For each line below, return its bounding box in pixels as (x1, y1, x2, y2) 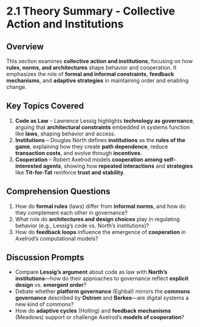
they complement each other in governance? (15, 208, 128, 216)
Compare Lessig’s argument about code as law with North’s (15, 269, 168, 276)
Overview (6, 41, 44, 52)
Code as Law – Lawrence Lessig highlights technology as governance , (15, 117, 195, 124)
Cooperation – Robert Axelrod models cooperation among (15, 156, 163, 163)
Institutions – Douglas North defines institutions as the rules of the (15, 136, 185, 143)
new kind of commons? (15, 301, 74, 308)
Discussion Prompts (6, 252, 84, 263)
